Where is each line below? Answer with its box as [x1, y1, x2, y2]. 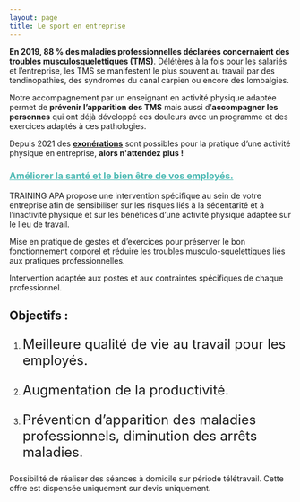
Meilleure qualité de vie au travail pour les [21, 335, 287, 353]
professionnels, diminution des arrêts [21, 428, 258, 445]
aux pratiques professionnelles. [9, 255, 125, 265]
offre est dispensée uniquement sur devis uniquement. [9, 483, 211, 494]
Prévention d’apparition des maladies [21, 411, 257, 428]
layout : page [9, 13, 58, 22]
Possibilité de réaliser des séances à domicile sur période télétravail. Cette [9, 473, 284, 484]
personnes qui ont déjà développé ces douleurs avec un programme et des [9, 111, 288, 122]
